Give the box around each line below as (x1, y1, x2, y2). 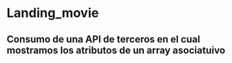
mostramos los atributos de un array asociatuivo (6, 44, 226, 56)
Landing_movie (6, 5, 99, 21)
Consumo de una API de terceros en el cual (6, 33, 200, 45)
